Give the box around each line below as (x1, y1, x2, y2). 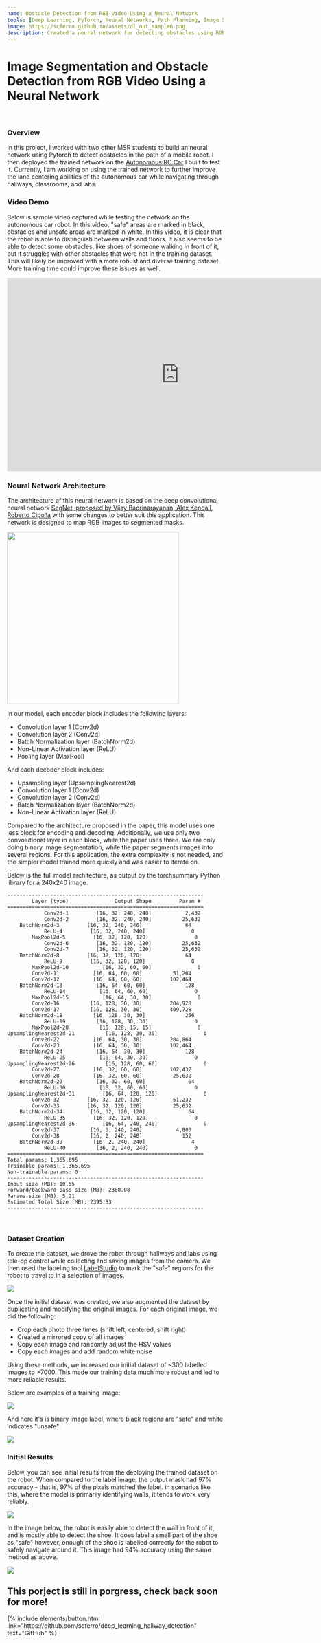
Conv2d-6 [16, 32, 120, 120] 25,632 (43, 940, 201, 947)
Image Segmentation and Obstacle (7, 59, 209, 74)
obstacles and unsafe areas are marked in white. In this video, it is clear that (7, 228, 222, 236)
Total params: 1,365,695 (7, 1157, 78, 1164)
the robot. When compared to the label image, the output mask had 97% (7, 1475, 212, 1483)
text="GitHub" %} (7, 1629, 58, 1637)
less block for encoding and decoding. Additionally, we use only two (7, 829, 200, 837)
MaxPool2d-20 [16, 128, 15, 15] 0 (32, 1024, 201, 1032)
